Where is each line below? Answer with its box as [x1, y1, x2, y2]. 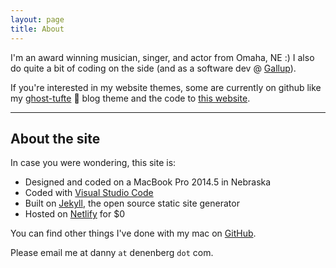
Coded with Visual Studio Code [24, 187, 154, 199]
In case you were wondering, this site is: [10, 157, 177, 169]
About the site [10, 130, 101, 147]
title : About [10, 24, 65, 34]
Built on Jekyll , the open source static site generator [24, 197, 240, 210]
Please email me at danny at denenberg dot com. [10, 247, 214, 259]
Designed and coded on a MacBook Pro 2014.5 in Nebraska [24, 176, 272, 188]
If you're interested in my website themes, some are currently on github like [10, 81, 322, 93]
